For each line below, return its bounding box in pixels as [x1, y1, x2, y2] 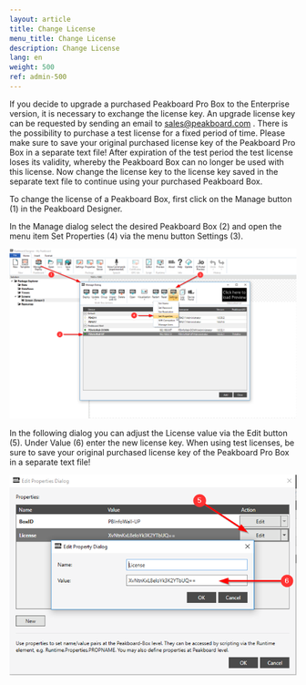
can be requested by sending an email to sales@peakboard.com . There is [9, 118, 289, 128]
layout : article [9, 15, 71, 24]
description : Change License [9, 44, 120, 53]
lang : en [9, 53, 43, 63]
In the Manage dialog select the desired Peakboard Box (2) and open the [9, 220, 282, 231]
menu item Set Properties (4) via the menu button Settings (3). [9, 230, 244, 241]
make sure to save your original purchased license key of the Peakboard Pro [9, 137, 296, 148]
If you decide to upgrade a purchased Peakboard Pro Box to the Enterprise [9, 98, 290, 109]
